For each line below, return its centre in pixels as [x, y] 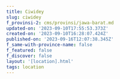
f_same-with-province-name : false [49, 45]
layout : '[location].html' [40, 61]
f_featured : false [29, 50]
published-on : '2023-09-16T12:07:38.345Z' [60, 39]
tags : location [25, 67]
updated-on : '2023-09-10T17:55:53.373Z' [58, 28]
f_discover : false [29, 56]
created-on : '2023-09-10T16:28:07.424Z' [58, 34]
